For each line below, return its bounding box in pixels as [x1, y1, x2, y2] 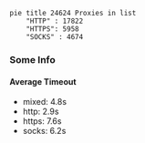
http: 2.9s [22, 106, 59, 117]
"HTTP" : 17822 [26, 16, 84, 26]
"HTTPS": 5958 [26, 25, 79, 34]
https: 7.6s [22, 116, 62, 127]
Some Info [9, 53, 57, 66]
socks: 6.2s [22, 126, 67, 137]
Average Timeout [9, 76, 77, 87]
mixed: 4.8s [22, 97, 67, 107]
